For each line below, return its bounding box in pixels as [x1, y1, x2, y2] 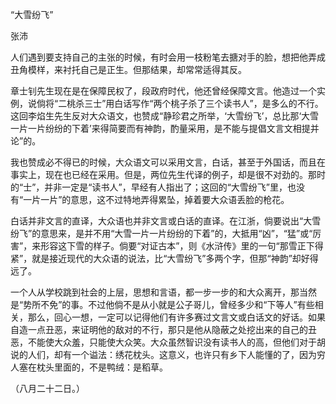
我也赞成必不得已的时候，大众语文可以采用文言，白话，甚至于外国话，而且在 [10, 156, 326, 168]
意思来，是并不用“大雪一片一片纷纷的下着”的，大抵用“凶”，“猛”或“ [40, 228, 313, 239]
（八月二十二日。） [10, 383, 85, 394]
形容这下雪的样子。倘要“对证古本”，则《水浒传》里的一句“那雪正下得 [40, 240, 324, 252]
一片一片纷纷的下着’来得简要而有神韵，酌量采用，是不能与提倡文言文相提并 [10, 123, 320, 134]
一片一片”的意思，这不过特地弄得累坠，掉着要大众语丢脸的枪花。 [23, 194, 290, 205]
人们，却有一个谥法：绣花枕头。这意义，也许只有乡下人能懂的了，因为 [27, 349, 317, 360]
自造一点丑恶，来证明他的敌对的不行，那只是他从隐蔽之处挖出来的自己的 [10, 324, 308, 335]
